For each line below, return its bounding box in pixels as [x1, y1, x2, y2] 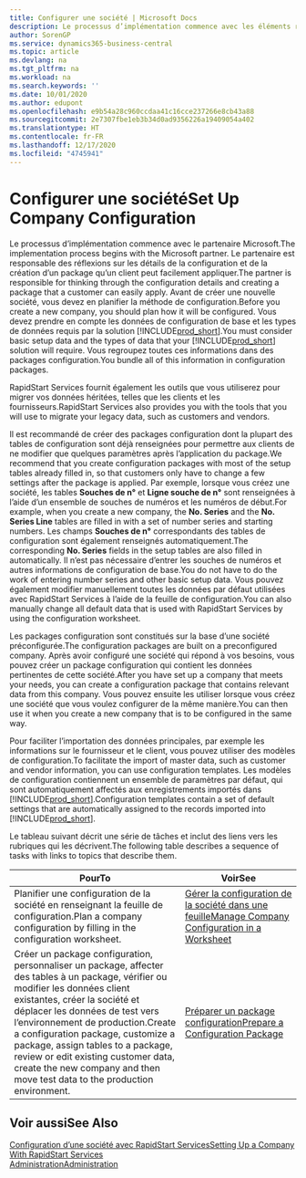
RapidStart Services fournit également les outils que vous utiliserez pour [9, 381, 280, 392]
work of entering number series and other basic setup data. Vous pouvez [9, 574, 284, 585]
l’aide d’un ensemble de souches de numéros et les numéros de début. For [9, 496, 288, 507]
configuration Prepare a [185, 1016, 284, 1028]
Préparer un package [185, 1005, 276, 1017]
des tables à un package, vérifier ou [14, 970, 168, 983]
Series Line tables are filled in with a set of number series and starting [9, 516, 273, 526]
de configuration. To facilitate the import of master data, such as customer [9, 755, 287, 766]
